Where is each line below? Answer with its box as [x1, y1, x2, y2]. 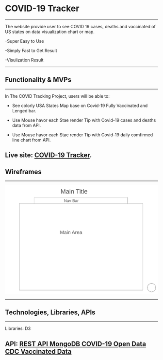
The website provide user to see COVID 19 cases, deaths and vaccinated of [5, 23, 156, 29]
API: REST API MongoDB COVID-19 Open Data [5, 340, 147, 348]
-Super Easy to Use [5, 38, 44, 44]
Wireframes [5, 167, 42, 176]
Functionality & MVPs [5, 76, 72, 84]
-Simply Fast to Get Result [5, 47, 57, 54]
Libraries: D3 [5, 325, 31, 331]
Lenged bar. [12, 108, 36, 113]
